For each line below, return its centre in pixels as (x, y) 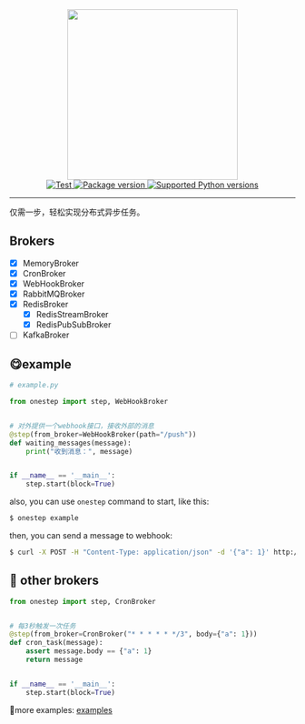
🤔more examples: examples (61, 709)
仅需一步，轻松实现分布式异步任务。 (77, 212)
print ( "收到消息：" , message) (79, 451)
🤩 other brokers (54, 581)
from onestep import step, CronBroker (83, 601)
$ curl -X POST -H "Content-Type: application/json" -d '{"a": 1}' (140, 552)
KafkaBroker (46, 335)
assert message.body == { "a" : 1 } (89, 651)
